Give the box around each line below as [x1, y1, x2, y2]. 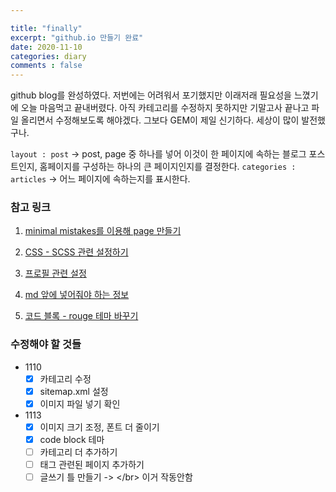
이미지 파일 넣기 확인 [39, 397, 121, 410]
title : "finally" [10, 23, 83, 33]
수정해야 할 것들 [10, 337, 82, 351]
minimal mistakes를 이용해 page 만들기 [24, 225, 182, 237]
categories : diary [10, 51, 87, 61]
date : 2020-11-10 [10, 42, 83, 52]
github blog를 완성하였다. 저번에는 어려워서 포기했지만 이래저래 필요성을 [10, 89, 292, 101]
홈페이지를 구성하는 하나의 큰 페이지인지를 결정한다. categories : [39, 161, 297, 173]
